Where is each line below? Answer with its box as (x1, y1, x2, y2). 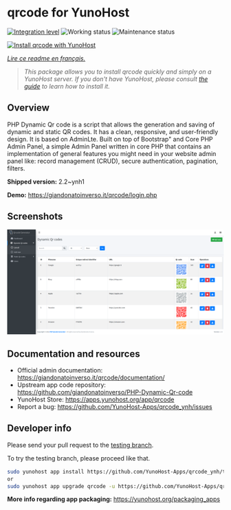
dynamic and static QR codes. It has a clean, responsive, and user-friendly (7, 127, 219, 135)
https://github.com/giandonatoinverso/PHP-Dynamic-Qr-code (16, 388, 193, 396)
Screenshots (7, 211, 63, 223)
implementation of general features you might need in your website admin (7, 149, 217, 157)
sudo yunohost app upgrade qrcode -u (7, 483, 115, 489)
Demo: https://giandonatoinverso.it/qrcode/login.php (7, 190, 157, 199)
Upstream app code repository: (16, 380, 107, 389)
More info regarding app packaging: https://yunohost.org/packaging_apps (7, 495, 221, 503)
